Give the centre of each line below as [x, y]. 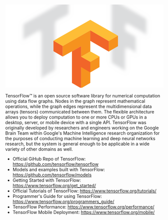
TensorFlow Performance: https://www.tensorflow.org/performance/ [83, 207]
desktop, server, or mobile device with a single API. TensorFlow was [76, 122]
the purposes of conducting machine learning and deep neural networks [80, 138]
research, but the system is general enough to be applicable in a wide [77, 144]
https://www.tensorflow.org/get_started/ [54, 185]
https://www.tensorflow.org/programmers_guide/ [63, 201]
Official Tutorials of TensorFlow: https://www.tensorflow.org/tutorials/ [85, 191]
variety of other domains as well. [39, 149]
